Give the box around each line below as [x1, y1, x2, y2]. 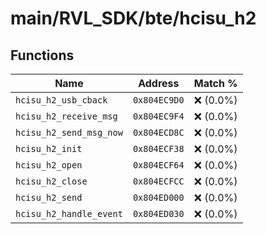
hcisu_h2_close [15, 176, 88, 187]
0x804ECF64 [132, 160, 185, 171]
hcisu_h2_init [15, 143, 83, 154]
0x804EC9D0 [132, 95, 185, 106]
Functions [10, 47, 75, 64]
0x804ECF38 [132, 143, 185, 154]
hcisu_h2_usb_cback [15, 95, 108, 106]
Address [138, 77, 180, 90]
